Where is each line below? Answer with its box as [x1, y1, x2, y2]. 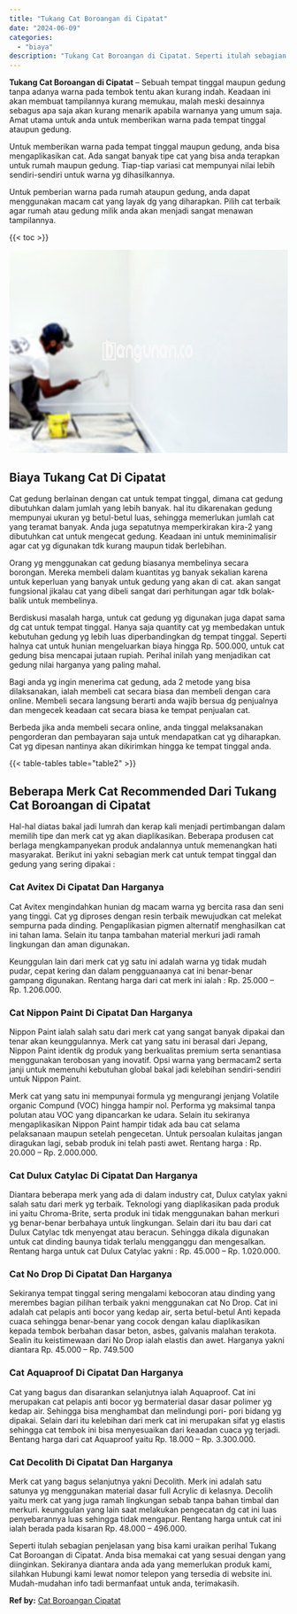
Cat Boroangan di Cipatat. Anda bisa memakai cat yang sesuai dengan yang [9, 1550, 286, 1561]
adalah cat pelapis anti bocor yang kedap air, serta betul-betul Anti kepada [9, 1307, 281, 1317]
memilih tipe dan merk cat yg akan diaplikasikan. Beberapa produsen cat [9, 831, 274, 842]
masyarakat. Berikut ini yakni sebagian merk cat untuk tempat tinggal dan [9, 850, 277, 860]
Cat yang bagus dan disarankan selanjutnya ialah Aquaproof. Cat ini [9, 1386, 256, 1397]
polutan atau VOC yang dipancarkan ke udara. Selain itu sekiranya [9, 1109, 250, 1120]
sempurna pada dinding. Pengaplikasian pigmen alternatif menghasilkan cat [9, 920, 286, 930]
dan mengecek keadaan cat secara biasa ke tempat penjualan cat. [9, 705, 251, 716]
